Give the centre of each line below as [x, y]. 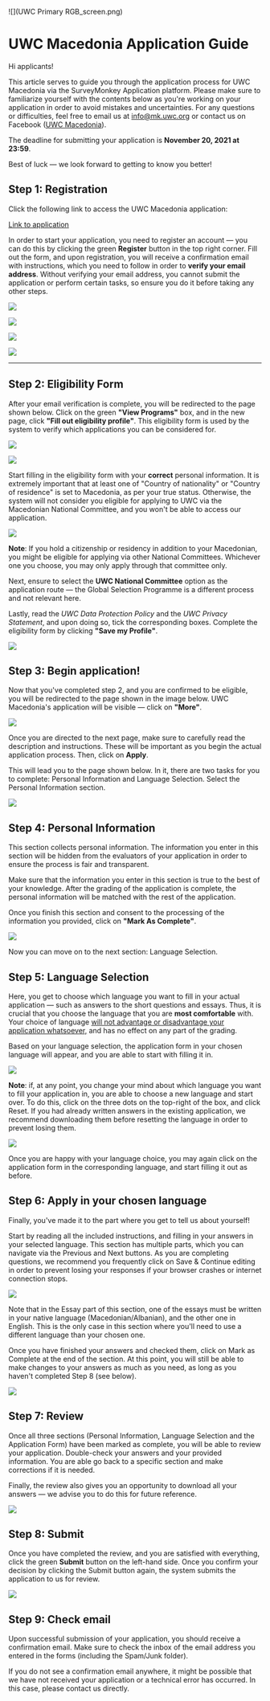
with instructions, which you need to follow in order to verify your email [127, 265]
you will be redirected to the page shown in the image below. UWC [119, 699]
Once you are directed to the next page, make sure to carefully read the [127, 738]
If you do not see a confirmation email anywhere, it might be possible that [130, 1671]
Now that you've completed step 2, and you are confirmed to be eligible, [128, 690]
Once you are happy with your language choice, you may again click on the [133, 1159]
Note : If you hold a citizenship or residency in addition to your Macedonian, [133, 548]
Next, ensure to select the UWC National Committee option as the [118, 581]
